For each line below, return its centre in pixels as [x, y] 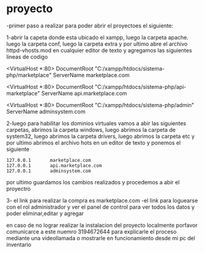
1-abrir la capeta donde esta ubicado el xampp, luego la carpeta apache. [97, 37]
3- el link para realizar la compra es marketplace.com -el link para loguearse [102, 200]
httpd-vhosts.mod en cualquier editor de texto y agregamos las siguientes [99, 50]
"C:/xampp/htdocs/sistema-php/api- [141, 86]
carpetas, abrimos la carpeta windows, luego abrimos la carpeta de [91, 130]
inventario [19, 244]
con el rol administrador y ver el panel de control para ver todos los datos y [100, 207]
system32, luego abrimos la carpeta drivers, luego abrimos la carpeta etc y [100, 136]
